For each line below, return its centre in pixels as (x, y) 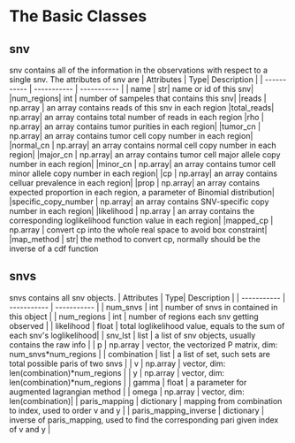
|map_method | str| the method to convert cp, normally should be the (135, 239)
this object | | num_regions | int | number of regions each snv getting (134, 317)
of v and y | (30, 429)
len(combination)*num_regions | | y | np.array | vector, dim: (117, 372)
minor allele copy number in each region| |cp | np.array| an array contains (144, 173)
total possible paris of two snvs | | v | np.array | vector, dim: (117, 363)
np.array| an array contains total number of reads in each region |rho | (137, 117)
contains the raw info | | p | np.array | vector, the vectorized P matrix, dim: (144, 344)
